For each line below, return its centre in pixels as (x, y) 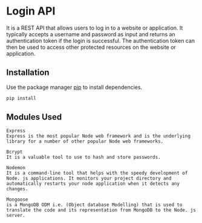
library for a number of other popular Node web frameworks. (85, 141)
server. (16, 216)
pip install (21, 98)
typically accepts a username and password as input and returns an (91, 34)
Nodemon (16, 168)
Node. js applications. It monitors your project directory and (89, 179)
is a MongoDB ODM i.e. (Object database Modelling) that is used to (94, 205)
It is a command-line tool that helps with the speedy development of (97, 173)
